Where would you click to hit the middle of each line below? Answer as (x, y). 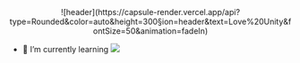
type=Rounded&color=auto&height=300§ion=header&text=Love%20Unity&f (150, 21)
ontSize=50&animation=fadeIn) (150, 31)
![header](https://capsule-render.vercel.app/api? (150, 12)
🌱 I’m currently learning (65, 49)
